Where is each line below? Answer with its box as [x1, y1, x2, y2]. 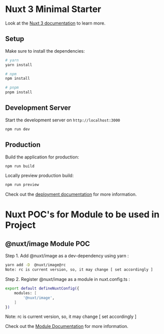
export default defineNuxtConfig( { [5, 286, 79, 291]
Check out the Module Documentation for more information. [5, 323, 128, 329]
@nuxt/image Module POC [5, 239, 90, 248]
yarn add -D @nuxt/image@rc [5, 262, 66, 268]
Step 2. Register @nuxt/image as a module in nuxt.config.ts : [5, 276, 130, 282]
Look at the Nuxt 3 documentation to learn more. [5, 20, 106, 26]
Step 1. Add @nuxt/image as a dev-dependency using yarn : [5, 253, 129, 259]
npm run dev [5, 126, 30, 131]
